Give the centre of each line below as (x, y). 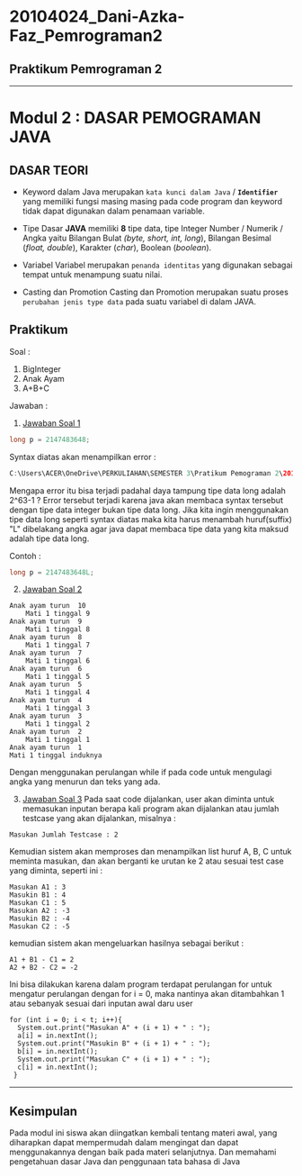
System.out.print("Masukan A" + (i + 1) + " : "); (114, 1028)
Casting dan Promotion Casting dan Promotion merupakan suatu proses (155, 292)
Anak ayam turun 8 (46, 638)
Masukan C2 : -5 (40, 927)
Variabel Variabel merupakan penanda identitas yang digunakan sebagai (157, 265)
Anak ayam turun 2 (46, 732)
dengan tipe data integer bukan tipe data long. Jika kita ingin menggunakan (149, 510)
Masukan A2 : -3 (40, 911)
